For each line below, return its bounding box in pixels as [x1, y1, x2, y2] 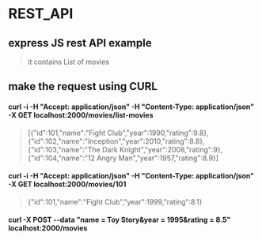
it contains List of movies [27, 57, 109, 66]
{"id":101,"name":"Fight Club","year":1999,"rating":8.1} [27, 197, 203, 206]
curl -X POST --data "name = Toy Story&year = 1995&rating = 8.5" [8, 215, 231, 225]
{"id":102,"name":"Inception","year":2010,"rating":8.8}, [27, 136, 205, 146]
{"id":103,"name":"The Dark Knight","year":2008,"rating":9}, [27, 144, 223, 154]
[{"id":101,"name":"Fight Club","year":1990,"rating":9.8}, [27, 128, 209, 137]
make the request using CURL [8, 80, 158, 93]
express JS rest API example [8, 36, 152, 50]
